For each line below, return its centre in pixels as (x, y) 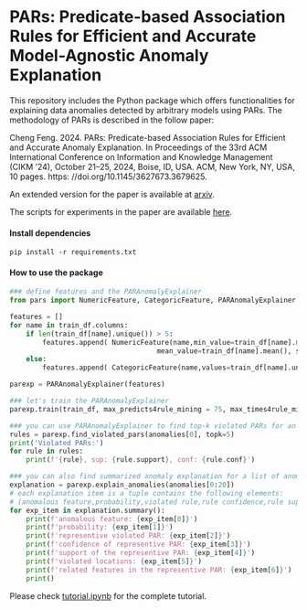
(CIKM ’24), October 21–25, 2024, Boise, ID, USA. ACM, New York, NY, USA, (152, 166)
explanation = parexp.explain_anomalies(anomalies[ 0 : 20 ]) (122, 485)
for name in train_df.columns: (69, 325)
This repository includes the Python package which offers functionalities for (152, 100)
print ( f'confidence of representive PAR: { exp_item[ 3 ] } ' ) (138, 545)
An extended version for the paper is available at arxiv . (112, 194)
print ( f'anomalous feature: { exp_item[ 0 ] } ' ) (112, 519)
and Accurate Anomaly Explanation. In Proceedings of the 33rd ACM (138, 147)
